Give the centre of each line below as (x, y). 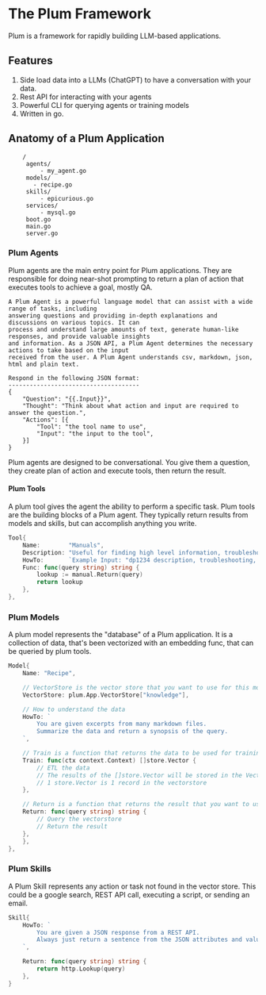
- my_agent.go (63, 171)
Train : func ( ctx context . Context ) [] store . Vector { (109, 760)
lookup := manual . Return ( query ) (90, 575)
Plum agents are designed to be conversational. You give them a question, (129, 462)
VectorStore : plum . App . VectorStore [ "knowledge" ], (106, 695)
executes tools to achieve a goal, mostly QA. (80, 287)
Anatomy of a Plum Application (86, 138)
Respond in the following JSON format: (74, 378)
